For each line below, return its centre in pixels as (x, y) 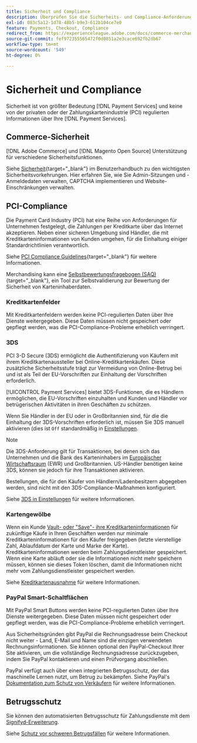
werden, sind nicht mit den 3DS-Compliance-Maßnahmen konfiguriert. (91, 487)
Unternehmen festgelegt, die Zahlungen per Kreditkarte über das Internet (95, 227)
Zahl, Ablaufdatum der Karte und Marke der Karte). (67, 546)
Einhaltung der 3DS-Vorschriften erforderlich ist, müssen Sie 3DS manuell (95, 422)
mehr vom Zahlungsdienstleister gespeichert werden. (71, 571)
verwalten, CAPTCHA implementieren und (93, 181)
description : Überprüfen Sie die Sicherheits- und (69, 17)
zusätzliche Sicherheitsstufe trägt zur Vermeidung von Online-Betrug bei (94, 368)
